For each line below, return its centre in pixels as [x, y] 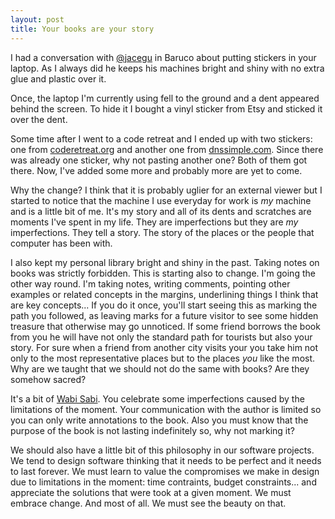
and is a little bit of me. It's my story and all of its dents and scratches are [161, 211]
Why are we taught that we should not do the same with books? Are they [160, 368]
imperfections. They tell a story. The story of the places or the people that [162, 232]
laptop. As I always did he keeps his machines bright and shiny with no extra [167, 68]
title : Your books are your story [82, 29]
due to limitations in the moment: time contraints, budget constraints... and [163, 482]
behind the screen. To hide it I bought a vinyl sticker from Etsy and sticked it [166, 108]
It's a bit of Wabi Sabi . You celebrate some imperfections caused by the [157, 398]
